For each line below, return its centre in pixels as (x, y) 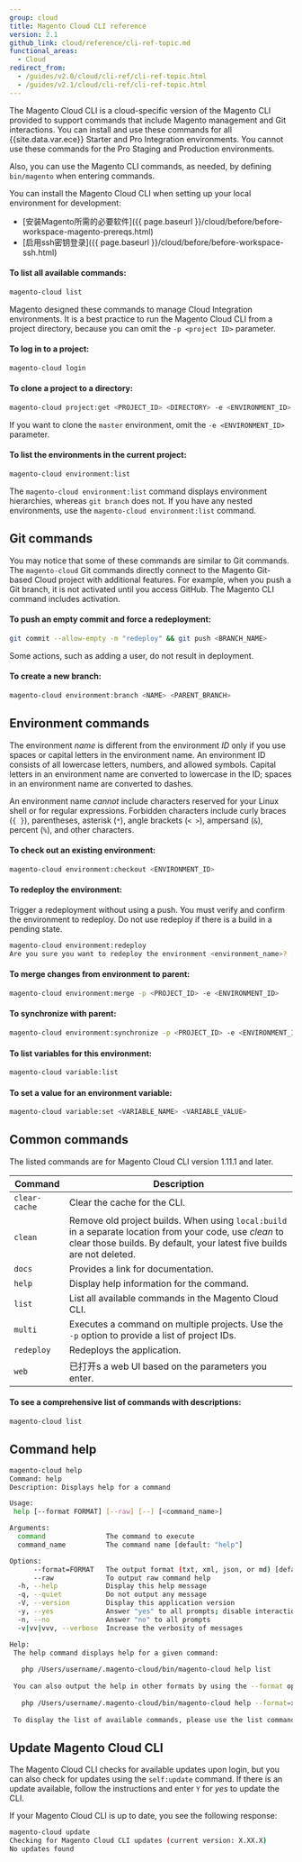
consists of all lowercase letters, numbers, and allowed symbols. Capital (143, 764)
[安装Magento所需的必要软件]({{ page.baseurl (107, 221)
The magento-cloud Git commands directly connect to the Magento (132, 570)
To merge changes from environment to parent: (100, 974)
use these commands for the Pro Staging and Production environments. (142, 149)
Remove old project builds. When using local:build (178, 1220)
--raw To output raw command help (122, 1578)
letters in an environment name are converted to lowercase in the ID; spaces (151, 774)
